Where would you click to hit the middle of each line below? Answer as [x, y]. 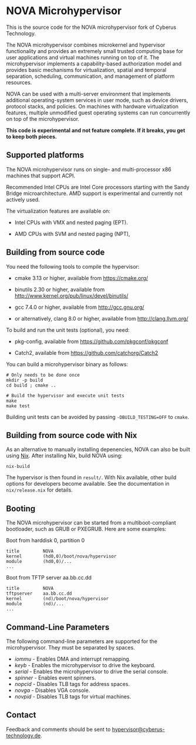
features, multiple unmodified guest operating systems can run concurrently [98, 113]
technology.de [23, 736]
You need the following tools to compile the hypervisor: [73, 266]
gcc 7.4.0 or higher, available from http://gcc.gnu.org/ [80, 307]
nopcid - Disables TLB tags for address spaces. [72, 684]
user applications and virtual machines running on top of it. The [83, 57]
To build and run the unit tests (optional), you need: [68, 330]
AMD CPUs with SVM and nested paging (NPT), [72, 233]
